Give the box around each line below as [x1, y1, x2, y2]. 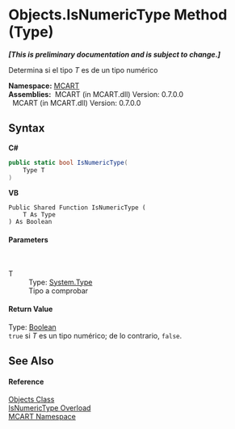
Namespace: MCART [8, 81, 80, 90]
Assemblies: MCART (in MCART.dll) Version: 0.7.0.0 [8, 89, 184, 99]
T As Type [23, 211, 57, 219]
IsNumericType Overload [8, 403, 91, 413]
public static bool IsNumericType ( [8, 158, 128, 166]
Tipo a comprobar [28, 285, 89, 296]
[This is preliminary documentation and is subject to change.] [8, 49, 220, 59]
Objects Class [8, 394, 55, 405]
